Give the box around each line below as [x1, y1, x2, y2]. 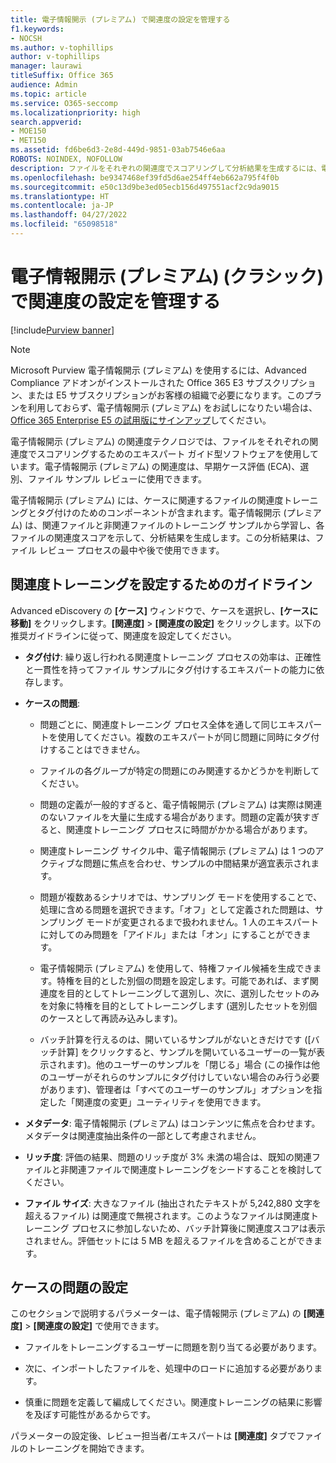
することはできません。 [48, 743, 146, 755]
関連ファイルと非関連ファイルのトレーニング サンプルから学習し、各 [42, 519, 325, 531]
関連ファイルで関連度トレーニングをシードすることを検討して [68, 1163, 323, 1175]
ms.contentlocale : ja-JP [10, 201, 114, 211]
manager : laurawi [10, 61, 83, 71]
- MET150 [10, 136, 47, 146]
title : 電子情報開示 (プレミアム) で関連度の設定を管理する [10, 14, 231, 25]
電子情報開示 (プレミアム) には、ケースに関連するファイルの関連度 [10, 494, 284, 506]
